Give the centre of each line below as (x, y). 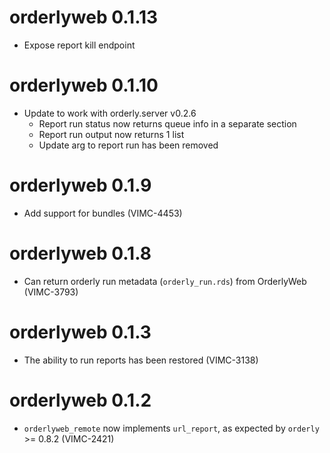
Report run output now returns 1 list (111, 134)
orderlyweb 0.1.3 (80, 332)
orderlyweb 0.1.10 (84, 85)
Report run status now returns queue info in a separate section (167, 123)
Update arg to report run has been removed (128, 145)
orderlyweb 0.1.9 (80, 185)
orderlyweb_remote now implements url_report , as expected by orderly (171, 428)
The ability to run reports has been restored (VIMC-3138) (141, 360)
